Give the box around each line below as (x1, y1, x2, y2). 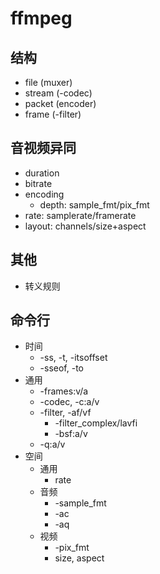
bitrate (24, 177, 53, 189)
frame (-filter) (24, 108, 82, 120)
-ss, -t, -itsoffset (39, 352, 108, 364)
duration (24, 167, 60, 179)
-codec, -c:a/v (39, 396, 100, 408)
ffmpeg (10, 7, 73, 30)
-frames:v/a (39, 385, 89, 397)
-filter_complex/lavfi (54, 417, 138, 429)
